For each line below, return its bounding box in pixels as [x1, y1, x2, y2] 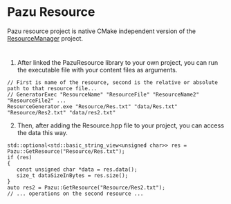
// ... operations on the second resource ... [7, 190, 144, 197]
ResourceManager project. [7, 34, 83, 42]
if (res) [7, 154, 33, 161]
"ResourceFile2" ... [7, 97, 67, 104]
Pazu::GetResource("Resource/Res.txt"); [7, 148, 126, 155]
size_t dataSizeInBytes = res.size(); [16, 172, 129, 179]
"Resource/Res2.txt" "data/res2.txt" [7, 110, 116, 116]
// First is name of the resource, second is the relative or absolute [7, 79, 218, 86]
